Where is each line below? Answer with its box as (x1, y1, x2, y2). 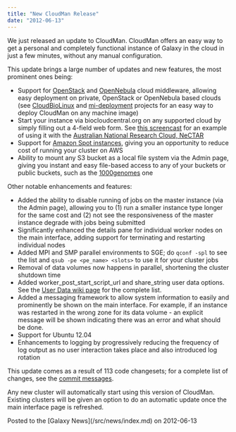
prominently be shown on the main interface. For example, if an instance (17, 300, 228, 309)
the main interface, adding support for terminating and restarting (17, 233, 206, 242)
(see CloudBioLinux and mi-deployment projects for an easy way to (17, 101, 213, 109)
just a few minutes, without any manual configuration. (7, 51, 163, 60)
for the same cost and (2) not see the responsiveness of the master (17, 211, 213, 219)
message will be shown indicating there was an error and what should (17, 315, 221, 324)
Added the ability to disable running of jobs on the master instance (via (17, 195, 224, 204)
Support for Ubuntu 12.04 (17, 331, 92, 339)
